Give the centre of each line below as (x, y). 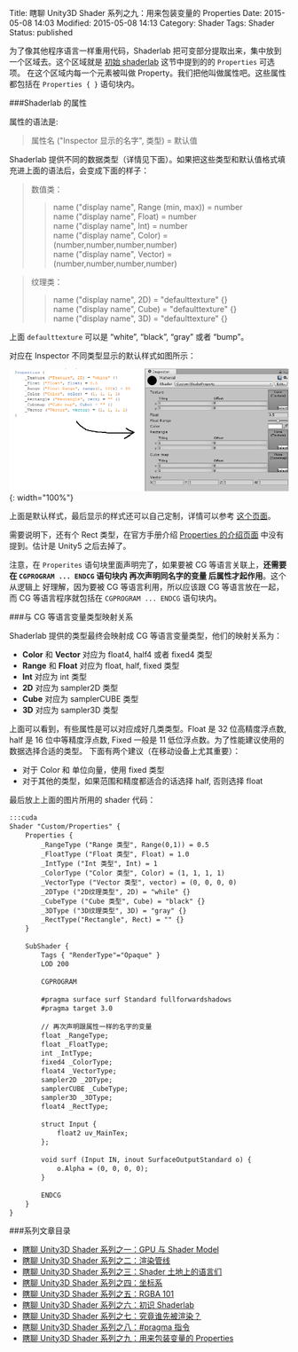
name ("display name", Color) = (110, 235)
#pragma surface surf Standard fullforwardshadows (137, 999)
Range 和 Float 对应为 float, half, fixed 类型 (101, 665)
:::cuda (24, 817)
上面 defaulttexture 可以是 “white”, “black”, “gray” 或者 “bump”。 (129, 337)
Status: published (41, 32)
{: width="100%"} (41, 497)
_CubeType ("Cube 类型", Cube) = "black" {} (123, 901)
